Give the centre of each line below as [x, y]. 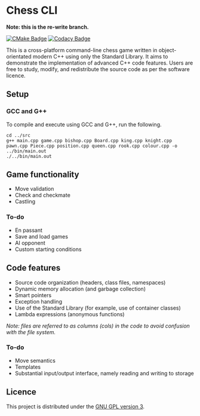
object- [167, 50]
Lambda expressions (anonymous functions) [70, 314]
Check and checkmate [42, 195]
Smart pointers [33, 295]
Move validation [34, 189]
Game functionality [43, 175]
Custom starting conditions [48, 249]
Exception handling [39, 301]
